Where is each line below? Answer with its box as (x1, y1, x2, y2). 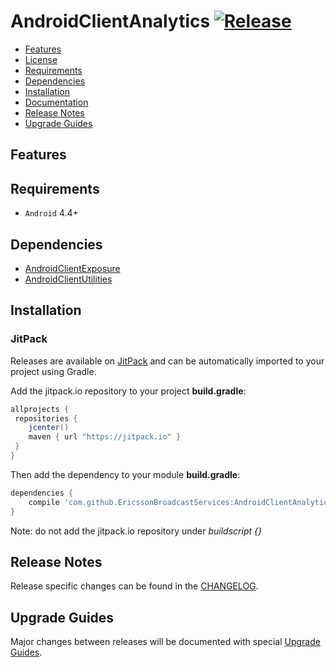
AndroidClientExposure (24, 262, 121, 274)
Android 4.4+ (24, 207, 79, 219)
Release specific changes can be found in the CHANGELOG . (10, 580, 259, 592)
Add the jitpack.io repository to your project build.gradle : (10, 385, 247, 397)
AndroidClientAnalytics (10, 10, 211, 33)
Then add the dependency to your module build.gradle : (10, 468, 241, 480)
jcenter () (28, 423, 70, 433)
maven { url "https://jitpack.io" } (28, 432, 182, 442)
